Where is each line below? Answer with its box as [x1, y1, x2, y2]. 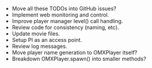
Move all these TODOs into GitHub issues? [11, 5, 117, 12]
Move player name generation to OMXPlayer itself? [11, 49, 138, 56]
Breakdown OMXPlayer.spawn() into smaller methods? [11, 56, 147, 62]
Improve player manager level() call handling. [11, 18, 123, 24]
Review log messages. [11, 43, 68, 50]
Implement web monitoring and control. [11, 11, 110, 18]
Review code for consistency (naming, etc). [11, 24, 120, 31]
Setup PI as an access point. [11, 37, 83, 43]
